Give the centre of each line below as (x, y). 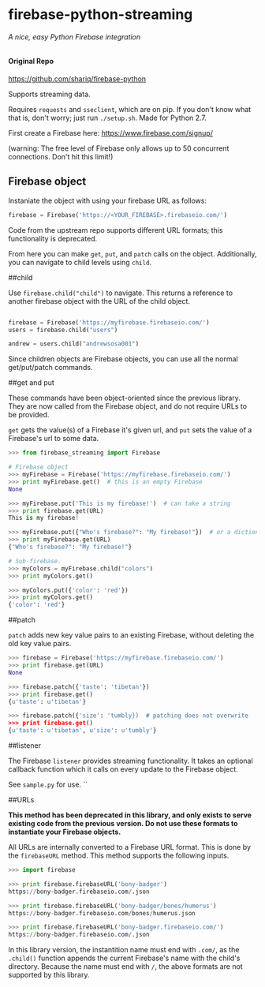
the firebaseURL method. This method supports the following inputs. (119, 856)
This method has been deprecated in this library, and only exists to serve (130, 815)
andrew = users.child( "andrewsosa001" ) (74, 344)
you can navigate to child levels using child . (80, 262)
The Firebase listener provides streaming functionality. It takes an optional (131, 761)
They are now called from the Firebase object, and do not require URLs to (127, 406)
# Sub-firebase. (35, 561)
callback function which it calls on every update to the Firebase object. (123, 769)
